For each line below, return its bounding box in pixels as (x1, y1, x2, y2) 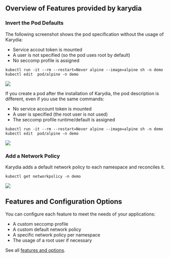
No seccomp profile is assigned (12, 57, 80, 63)
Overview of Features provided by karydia (5, 4, 142, 13)
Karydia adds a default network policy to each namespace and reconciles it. (5, 164, 165, 170)
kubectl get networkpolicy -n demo (5, 174, 81, 179)
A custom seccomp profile (12, 221, 68, 227)
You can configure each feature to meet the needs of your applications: (5, 211, 156, 217)
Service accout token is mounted (12, 46, 83, 53)
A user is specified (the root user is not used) (12, 111, 108, 117)
